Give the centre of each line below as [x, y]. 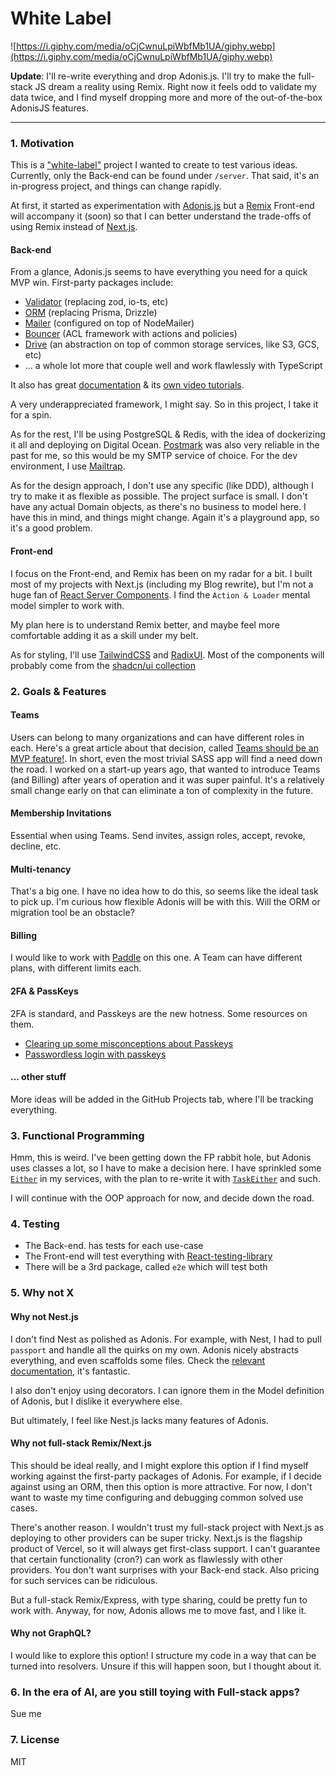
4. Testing [35, 1224]
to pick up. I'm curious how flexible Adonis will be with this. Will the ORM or [165, 902]
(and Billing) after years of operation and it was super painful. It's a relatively [167, 779]
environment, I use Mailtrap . [68, 466]
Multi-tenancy [41, 869]
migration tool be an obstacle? [72, 913]
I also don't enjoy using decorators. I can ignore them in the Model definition [167, 1390]
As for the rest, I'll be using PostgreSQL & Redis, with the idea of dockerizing [168, 434]
